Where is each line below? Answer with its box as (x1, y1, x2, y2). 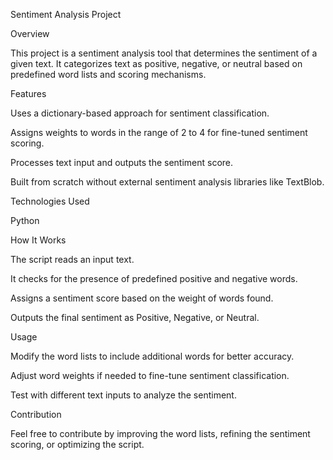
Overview (10, 28, 50, 39)
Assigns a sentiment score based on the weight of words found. (10, 292, 274, 304)
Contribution (10, 409, 62, 420)
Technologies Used (10, 195, 90, 207)
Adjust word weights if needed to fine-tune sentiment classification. (10, 370, 290, 381)
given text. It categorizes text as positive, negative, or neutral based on (10, 58, 303, 69)
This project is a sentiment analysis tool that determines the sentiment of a (10, 47, 318, 59)
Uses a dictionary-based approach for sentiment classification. (10, 107, 270, 119)
